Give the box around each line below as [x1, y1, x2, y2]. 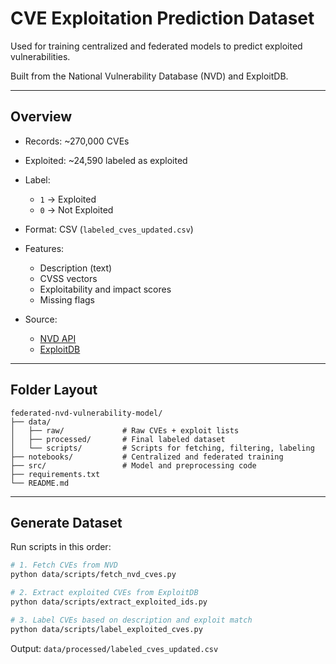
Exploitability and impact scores [39, 283, 172, 295]
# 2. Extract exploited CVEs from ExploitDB [10, 588, 199, 598]
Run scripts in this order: [10, 541, 112, 553]
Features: [24, 242, 65, 254]
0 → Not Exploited [39, 203, 114, 216]
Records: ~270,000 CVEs [24, 135, 130, 147]
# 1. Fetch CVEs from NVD [10, 560, 118, 571]
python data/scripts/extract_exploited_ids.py [10, 597, 208, 607]
